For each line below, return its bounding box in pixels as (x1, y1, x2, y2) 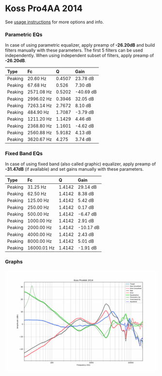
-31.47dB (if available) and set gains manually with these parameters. (5, 166, 144, 172)
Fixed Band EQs (5, 150, 43, 157)
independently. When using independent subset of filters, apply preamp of (5, 53, 154, 58)
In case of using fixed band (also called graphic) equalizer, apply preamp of (5, 161, 156, 167)
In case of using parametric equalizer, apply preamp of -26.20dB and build (5, 42, 155, 48)
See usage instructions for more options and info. (5, 19, 104, 25)
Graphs (5, 258, 23, 265)
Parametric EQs (5, 31, 43, 38)
